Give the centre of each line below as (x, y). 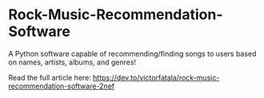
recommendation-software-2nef (61, 86)
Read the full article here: (50, 77)
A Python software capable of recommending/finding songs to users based (132, 53)
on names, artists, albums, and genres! (72, 62)
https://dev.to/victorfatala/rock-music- (156, 77)
